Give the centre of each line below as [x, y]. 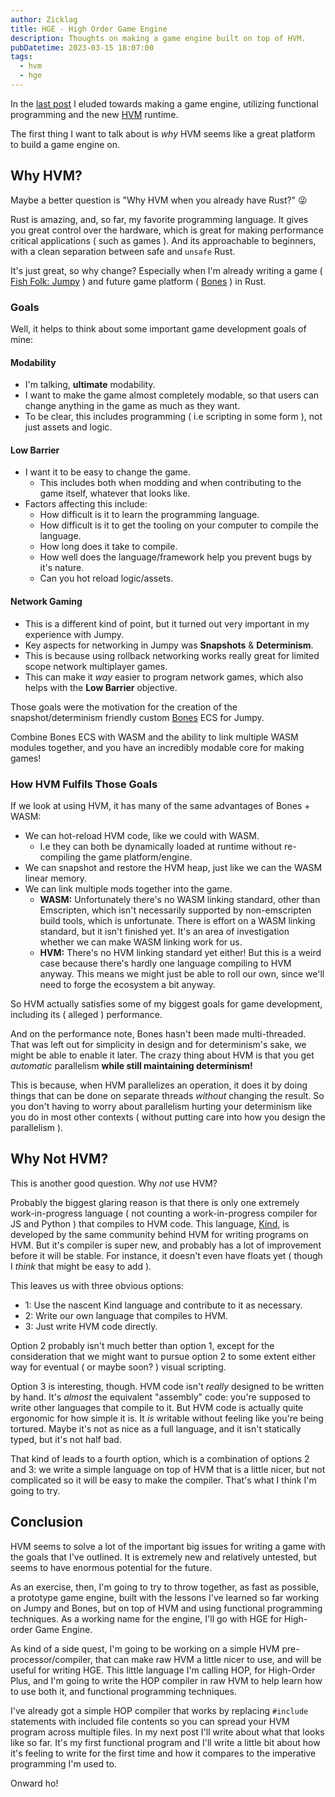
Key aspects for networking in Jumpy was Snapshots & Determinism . [169, 645]
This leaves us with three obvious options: [97, 1285]
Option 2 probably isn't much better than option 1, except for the [142, 1345]
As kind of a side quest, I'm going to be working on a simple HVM [145, 1648]
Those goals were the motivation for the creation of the [124, 707]
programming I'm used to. [63, 1763]
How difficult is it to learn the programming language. [149, 515]
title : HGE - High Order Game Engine [89, 29]
